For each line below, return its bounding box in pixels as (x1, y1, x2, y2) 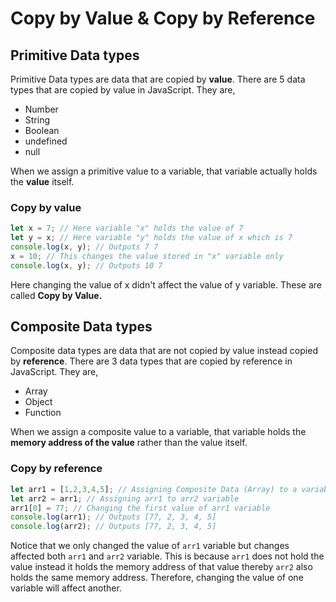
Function (24, 407, 62, 419)
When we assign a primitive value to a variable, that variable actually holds (10, 165, 318, 177)
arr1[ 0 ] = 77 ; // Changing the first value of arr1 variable (10, 503, 271, 513)
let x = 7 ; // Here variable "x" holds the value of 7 (10, 223, 244, 234)
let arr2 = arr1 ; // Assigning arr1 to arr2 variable (10, 493, 240, 504)
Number (24, 103, 59, 115)
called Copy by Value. (10, 289, 103, 301)
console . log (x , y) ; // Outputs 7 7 (10, 242, 159, 252)
